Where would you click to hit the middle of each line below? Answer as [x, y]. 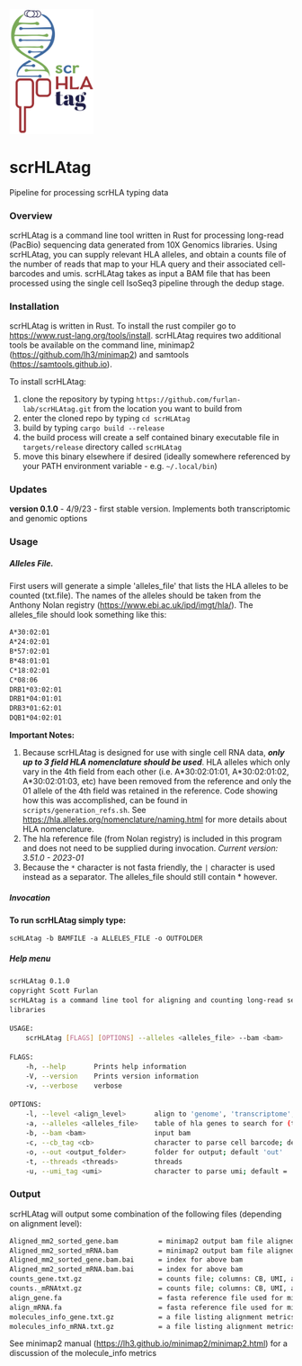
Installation [35, 306]
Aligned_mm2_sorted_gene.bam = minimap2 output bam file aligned [152, 1241]
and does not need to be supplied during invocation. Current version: [150, 848]
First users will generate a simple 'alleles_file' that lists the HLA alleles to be [149, 586]
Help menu [30, 958]
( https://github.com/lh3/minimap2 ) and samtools [99, 355]
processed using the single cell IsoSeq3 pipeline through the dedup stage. [147, 283]
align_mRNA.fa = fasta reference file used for [146, 1307]
